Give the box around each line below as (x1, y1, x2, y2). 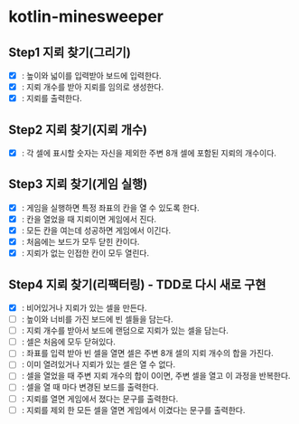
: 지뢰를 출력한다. (21, 93, 82, 104)
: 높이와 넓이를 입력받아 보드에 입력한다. (21, 71, 162, 80)
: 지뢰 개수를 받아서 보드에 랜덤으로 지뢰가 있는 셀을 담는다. (21, 325, 229, 336)
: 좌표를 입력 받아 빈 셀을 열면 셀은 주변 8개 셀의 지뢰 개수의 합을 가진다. (21, 348, 275, 359)
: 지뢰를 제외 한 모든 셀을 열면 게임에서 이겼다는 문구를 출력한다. (21, 404, 246, 415)
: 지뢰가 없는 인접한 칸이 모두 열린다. (21, 248, 150, 259)
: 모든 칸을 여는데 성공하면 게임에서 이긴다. (21, 225, 172, 236)
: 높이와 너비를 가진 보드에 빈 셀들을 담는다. (21, 314, 173, 325)
